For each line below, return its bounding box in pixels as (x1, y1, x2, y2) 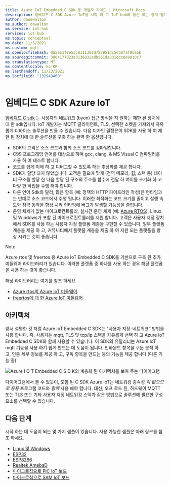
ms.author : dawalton (5, 21, 49, 27)
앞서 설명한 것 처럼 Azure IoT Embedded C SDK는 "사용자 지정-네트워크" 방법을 (5, 326, 164, 332)
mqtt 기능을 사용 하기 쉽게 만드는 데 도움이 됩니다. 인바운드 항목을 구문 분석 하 (5, 344, 159, 350)
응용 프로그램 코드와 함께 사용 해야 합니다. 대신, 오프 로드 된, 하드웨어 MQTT (10, 385, 161, 391)
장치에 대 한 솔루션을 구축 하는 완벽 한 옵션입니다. (16, 134, 113, 140)
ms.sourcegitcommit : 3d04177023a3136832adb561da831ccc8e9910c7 (5, 54, 142, 60)
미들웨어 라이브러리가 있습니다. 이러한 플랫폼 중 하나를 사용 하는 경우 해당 (5, 260, 150, 267)
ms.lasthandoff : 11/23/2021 (5, 69, 65, 74)
